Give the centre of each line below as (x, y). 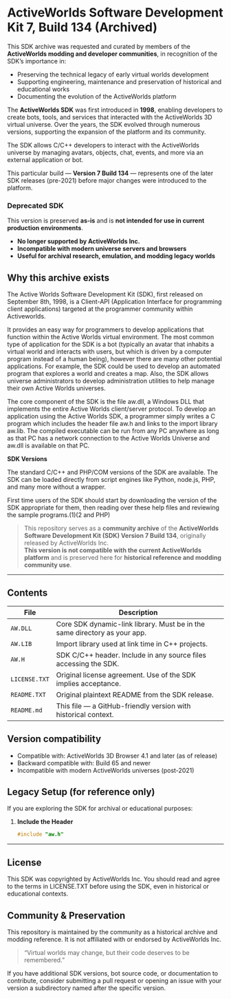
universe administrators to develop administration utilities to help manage (111, 381)
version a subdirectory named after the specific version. (87, 988)
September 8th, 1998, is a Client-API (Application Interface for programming (114, 302)
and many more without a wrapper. (57, 487)
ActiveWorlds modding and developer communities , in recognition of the (112, 54)
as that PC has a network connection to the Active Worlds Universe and (109, 438)
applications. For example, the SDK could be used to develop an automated (114, 366)
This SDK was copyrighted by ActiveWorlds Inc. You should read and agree (113, 879)
